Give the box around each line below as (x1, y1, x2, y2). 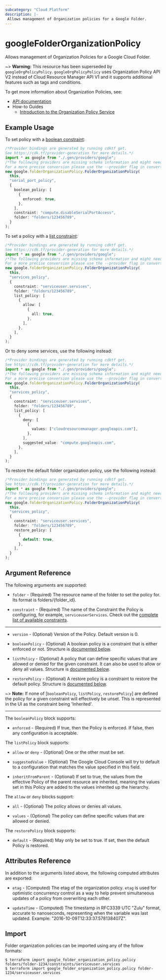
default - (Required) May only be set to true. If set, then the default (12, 837, 150, 843)
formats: (5, 948, 22, 954)
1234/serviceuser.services (5, 971, 61, 976)
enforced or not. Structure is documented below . (12, 646, 112, 652)
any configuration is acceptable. (12, 730, 78, 736)
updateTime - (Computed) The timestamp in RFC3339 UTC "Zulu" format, (12, 905, 161, 911)
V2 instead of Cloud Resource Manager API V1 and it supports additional (5, 74, 153, 80)
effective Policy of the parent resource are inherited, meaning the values (12, 779, 160, 785)
